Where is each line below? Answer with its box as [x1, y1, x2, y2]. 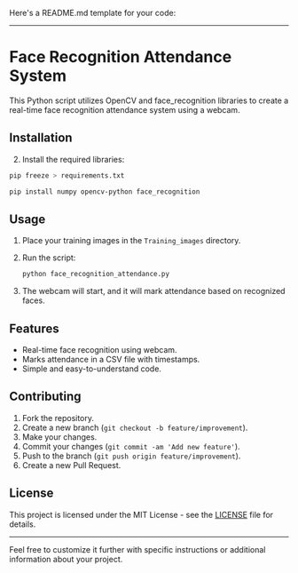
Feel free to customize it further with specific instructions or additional [9, 544, 266, 554]
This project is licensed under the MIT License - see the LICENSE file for [9, 509, 273, 520]
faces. [21, 295, 46, 306]
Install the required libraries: [21, 154, 125, 164]
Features [9, 321, 59, 336]
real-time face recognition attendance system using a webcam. [9, 104, 241, 115]
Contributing [9, 389, 82, 404]
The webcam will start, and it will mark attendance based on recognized [21, 286, 286, 297]
